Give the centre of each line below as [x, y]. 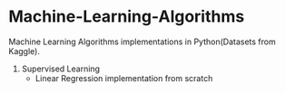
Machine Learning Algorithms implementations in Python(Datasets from [142, 42]
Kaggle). [24, 51]
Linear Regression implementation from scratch [124, 78]
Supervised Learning [61, 69]
